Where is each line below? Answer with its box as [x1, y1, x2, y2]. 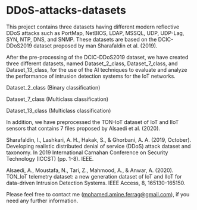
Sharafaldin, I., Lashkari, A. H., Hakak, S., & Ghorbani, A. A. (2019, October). [6, 136, 192, 143]
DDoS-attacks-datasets [6, 4, 127, 17]
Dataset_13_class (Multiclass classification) [6, 107, 111, 114]
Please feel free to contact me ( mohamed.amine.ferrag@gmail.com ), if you [6, 190, 190, 198]
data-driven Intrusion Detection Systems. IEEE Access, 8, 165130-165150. [6, 179, 186, 186]
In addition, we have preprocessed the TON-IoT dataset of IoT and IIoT [6, 118, 179, 125]
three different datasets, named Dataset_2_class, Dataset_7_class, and [6, 60, 178, 67]
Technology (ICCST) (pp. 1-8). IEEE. [6, 155, 94, 162]
